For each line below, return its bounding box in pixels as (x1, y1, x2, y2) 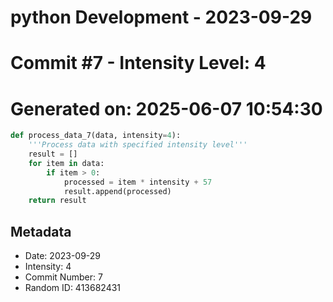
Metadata (10, 223, 72, 240)
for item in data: (28, 158, 105, 168)
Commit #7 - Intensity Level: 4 (10, 52, 267, 75)
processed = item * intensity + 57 (63, 177, 213, 187)
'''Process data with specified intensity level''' (28, 140, 248, 150)
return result (28, 196, 87, 206)
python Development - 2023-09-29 (10, 6, 313, 29)
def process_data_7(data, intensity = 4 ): (10, 131, 182, 141)
